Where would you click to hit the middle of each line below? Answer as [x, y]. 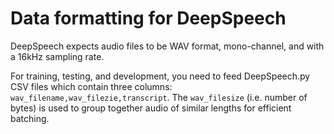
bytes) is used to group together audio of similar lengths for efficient [151, 108]
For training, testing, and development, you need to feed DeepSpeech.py [160, 76]
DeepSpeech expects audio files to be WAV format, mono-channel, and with [167, 46]
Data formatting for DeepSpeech [148, 18]
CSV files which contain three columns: [91, 86]
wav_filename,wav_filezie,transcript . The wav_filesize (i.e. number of [159, 97]
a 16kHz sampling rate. [57, 56]
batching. [30, 118]
